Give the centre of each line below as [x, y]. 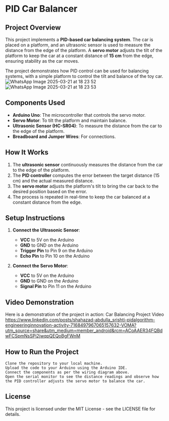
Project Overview [33, 28]
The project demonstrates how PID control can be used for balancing [77, 71]
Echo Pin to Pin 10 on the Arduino [55, 256]
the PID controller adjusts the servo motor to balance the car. [75, 381]
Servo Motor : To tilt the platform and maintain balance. [70, 120]
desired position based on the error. [50, 191]
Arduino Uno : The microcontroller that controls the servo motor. [79, 115]
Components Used [35, 103]
